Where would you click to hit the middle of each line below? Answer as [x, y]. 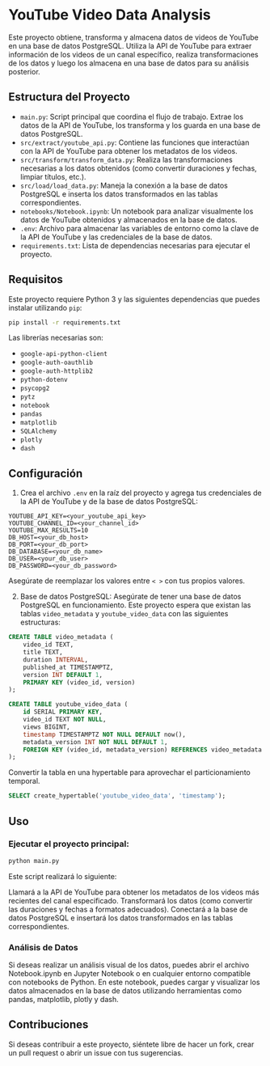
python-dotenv [44, 380]
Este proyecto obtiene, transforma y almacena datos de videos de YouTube [133, 37]
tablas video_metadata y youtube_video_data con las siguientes [124, 614]
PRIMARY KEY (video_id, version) [79, 682]
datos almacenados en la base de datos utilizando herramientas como [125, 990]
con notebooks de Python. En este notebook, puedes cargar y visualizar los [134, 982]
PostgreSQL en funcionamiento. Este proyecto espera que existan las [135, 605]
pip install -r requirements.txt [65, 322]
